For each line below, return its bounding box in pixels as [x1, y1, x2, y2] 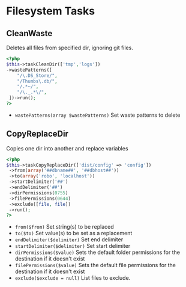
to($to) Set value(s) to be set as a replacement [14, 230, 133, 237]
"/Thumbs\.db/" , [17, 78, 58, 84]
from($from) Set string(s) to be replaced [14, 223, 114, 230]
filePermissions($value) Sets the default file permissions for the [14, 262, 176, 269]
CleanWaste [6, 28, 53, 39]
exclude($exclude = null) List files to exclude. [14, 274, 131, 282]
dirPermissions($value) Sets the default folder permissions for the [14, 248, 180, 256]
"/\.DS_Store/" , [17, 72, 58, 79]
